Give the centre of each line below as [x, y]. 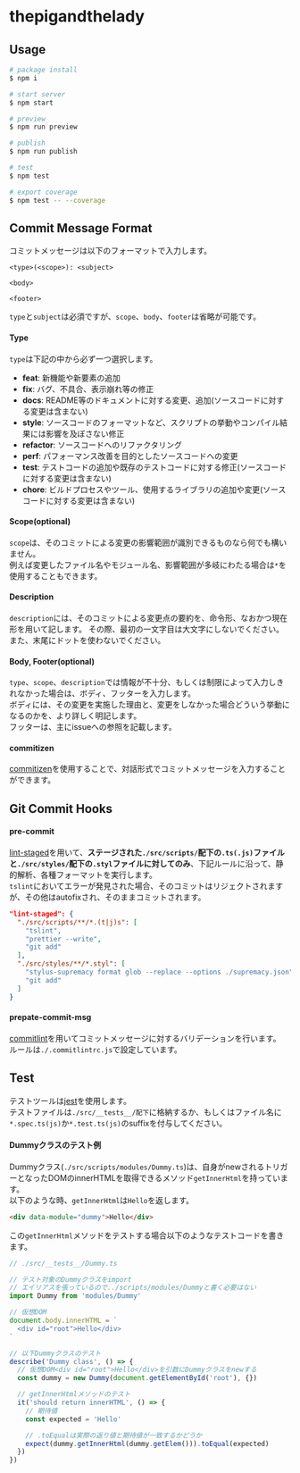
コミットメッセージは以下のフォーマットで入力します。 [111, 251]
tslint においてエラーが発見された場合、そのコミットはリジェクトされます [146, 885]
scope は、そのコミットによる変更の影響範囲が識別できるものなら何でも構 [144, 542]
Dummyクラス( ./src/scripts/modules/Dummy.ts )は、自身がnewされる [137, 1167]
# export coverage [43, 192]
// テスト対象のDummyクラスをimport [71, 1279]
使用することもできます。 [56, 576]
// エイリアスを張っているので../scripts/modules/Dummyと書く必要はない [133, 1288]
